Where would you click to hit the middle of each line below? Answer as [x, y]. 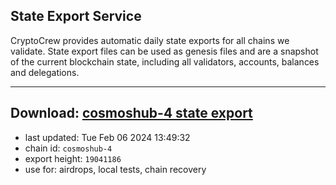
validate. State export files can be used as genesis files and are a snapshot [164, 51]
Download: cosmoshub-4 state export [131, 113]
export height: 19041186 [73, 158]
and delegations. [45, 72]
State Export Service [76, 16]
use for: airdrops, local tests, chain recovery [115, 169]
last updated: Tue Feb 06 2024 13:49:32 [107, 137]
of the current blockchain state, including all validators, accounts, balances [165, 61]
